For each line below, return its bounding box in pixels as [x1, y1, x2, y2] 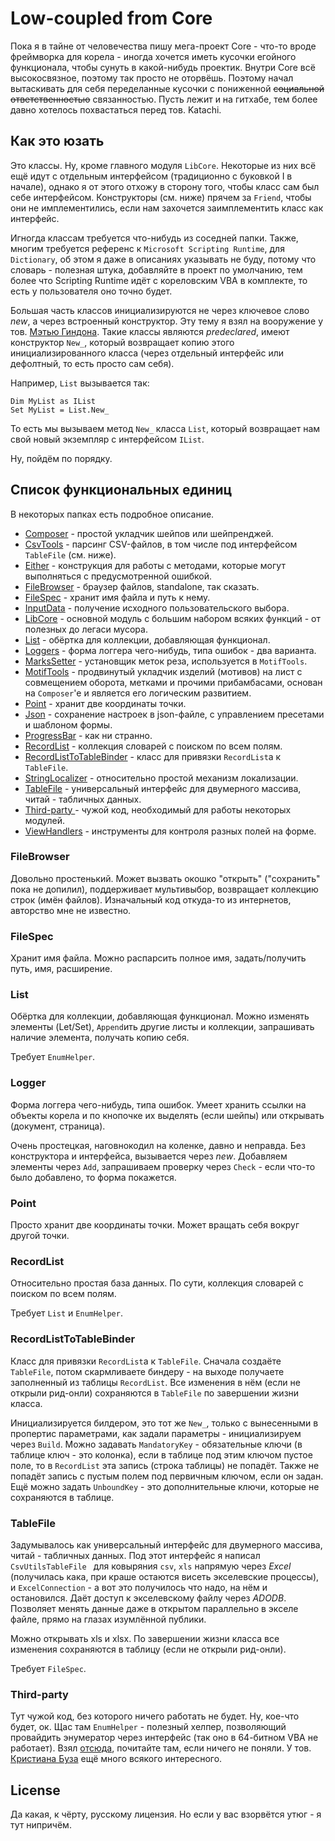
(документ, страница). [10, 1120, 106, 1132]
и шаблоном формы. [24, 718, 113, 731]
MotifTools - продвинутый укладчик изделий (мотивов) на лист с [24, 665, 303, 677]
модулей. [24, 814, 66, 826]
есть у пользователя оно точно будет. [10, 285, 173, 297]
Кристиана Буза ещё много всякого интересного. [10, 1753, 223, 1765]
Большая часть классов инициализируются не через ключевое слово [10, 304, 310, 316]
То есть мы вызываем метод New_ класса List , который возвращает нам [10, 422, 321, 434]
